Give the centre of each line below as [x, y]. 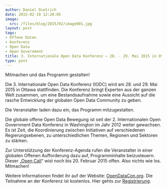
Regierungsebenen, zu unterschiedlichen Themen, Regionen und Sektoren [82, 135]
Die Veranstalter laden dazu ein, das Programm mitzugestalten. [70, 110]
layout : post [19, 28]
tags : [11, 33]
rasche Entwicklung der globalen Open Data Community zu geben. [74, 100]
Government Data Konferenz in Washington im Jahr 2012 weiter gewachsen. [83, 125]
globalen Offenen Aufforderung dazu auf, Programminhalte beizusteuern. [80, 156]
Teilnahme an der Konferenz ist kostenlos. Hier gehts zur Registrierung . [78, 181]
